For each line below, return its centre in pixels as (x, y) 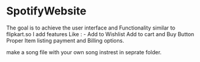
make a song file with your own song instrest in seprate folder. (84, 52)
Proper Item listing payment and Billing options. (65, 40)
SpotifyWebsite (46, 11)
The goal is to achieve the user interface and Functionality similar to (91, 28)
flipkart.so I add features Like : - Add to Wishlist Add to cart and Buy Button (100, 34)
